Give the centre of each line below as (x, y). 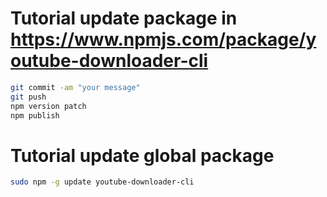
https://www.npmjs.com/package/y (163, 39)
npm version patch (48, 106)
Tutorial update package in (124, 18)
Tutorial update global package (142, 155)
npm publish (35, 115)
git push (28, 97)
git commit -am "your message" (75, 87)
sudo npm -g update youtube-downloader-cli (102, 182)
